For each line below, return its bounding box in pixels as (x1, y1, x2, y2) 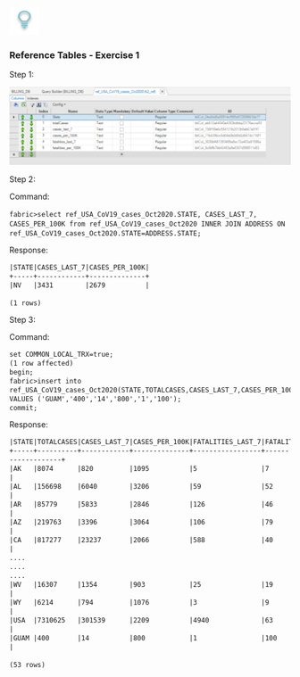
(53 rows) (9, 660, 46, 669)
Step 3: (9, 314, 36, 325)
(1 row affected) (9, 359, 74, 367)
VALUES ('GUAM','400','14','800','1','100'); (9, 394, 181, 403)
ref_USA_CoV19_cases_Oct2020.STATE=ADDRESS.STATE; (9, 228, 202, 238)
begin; (9, 367, 34, 376)
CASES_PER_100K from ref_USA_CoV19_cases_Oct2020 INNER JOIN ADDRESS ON (9, 219, 286, 228)
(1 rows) (9, 298, 42, 308)
